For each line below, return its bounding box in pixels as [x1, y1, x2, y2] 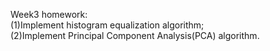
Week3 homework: [10, 9, 88, 20]
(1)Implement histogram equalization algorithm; [10, 19, 205, 31]
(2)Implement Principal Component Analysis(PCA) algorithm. [10, 30, 260, 41]
